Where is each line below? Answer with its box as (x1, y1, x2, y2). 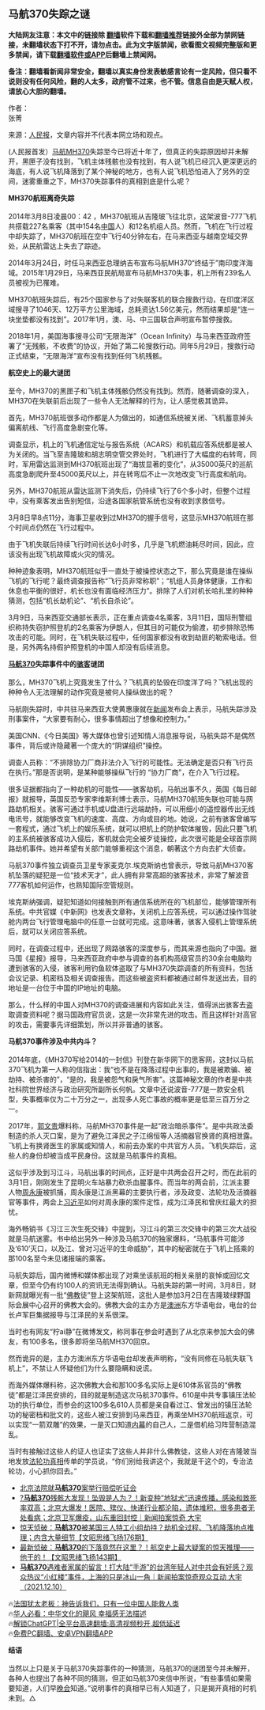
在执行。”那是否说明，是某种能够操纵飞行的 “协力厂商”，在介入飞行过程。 (8, 767, 244, 777)
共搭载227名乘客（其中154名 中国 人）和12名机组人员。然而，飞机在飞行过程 (8, 221, 254, 231)
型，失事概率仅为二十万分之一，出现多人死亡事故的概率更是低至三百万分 (8, 1094, 243, 1104)
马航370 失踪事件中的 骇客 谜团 (8, 659, 105, 669)
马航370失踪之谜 (8, 7, 91, 21)
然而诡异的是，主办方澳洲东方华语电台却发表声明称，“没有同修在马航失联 (8, 1353, 247, 1363)
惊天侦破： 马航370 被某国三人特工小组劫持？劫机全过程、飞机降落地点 (19, 1522, 248, 1532)
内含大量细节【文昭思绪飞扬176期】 (33, 1532, 148, 1541)
